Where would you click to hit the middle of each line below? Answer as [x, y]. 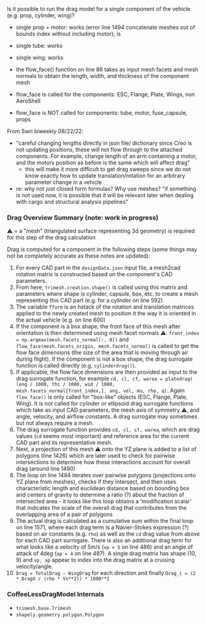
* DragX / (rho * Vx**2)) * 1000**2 [63, 579]
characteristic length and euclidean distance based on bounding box [102, 488]
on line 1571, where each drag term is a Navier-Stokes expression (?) [102, 528]
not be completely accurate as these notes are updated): [79, 256]
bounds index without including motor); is [68, 34]
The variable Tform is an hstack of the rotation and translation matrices [105, 307]
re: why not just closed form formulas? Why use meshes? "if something [106, 189]
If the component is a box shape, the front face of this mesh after [98, 326]
